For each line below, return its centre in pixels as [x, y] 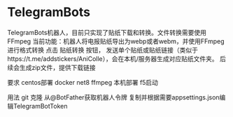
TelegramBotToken [40, 106]
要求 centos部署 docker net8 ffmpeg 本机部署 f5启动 [83, 82]
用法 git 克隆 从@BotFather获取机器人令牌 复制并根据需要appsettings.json [113, 97]
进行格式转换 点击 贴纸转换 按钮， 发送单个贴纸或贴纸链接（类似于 [103, 50]
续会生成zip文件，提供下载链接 [51, 67]
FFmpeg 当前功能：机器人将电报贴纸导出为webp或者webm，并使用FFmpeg [116, 41]
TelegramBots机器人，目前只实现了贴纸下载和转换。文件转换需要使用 [107, 32]
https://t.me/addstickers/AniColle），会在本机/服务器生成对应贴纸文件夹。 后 [116, 58]
